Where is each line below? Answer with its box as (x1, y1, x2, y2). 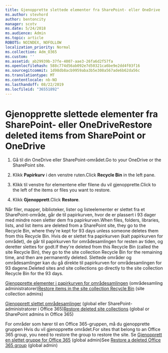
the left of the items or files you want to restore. (12, 187, 111, 193)
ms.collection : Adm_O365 (5, 49, 57, 54)
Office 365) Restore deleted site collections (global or (40, 306, 149, 312)
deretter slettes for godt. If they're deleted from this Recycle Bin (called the (5, 244, 159, 250)
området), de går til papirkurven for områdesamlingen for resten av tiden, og (5, 239, 163, 245)
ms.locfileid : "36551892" (5, 86, 59, 92)
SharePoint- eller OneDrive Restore (5, 119, 152, 131)
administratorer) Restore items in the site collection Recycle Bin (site (5, 286, 145, 292)
